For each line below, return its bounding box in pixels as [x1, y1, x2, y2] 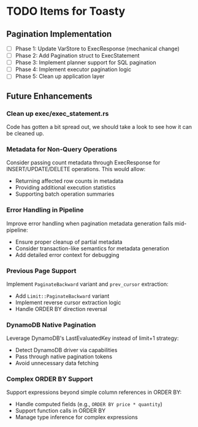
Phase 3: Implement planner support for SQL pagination [15, 59, 156, 66]
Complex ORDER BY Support [6, 375, 93, 383]
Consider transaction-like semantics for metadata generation [15, 244, 170, 252]
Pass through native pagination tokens [15, 353, 112, 360]
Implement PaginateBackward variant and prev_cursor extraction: [6, 280, 169, 288]
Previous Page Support [6, 266, 77, 275]
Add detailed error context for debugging [15, 251, 120, 258]
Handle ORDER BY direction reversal [15, 305, 107, 312]
